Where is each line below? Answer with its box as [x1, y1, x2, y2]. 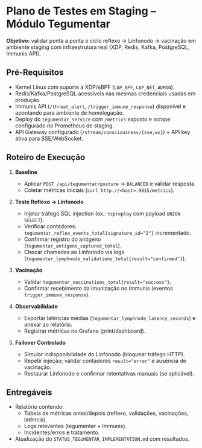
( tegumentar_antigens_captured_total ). [24, 242, 122, 249]
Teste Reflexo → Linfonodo [14, 198, 84, 205]
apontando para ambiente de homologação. [14, 109, 124, 116]
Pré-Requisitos [6, 68, 64, 78]
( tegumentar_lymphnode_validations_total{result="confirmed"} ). [24, 255, 187, 262]
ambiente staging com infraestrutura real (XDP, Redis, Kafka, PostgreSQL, [6, 43, 190, 51]
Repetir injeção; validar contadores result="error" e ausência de [24, 357, 187, 364]
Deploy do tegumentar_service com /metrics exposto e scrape [14, 115, 171, 123]
